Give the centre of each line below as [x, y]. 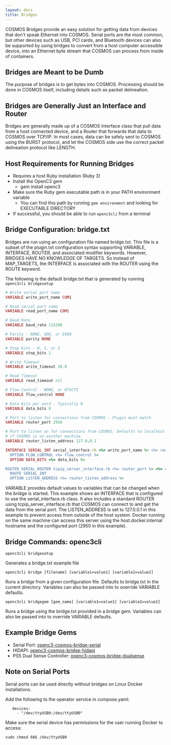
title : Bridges [21, 15]
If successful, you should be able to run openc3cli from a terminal [81, 214]
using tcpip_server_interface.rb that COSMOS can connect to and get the [82, 504]
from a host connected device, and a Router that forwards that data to [78, 131]
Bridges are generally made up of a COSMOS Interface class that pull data [83, 126]
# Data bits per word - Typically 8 [44, 404]
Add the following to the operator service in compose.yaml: [67, 699]
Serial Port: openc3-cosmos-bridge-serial [56, 645]
